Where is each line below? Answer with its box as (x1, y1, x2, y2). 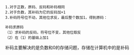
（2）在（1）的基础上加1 (5, 35, 49, 40)
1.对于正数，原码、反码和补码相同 (5, 4, 65, 9)
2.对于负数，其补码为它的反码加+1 (5, 10, 66, 15)
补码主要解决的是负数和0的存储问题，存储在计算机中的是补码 (5, 45, 130, 51)
